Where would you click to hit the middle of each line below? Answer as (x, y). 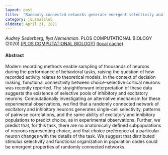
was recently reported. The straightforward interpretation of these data (79, 88)
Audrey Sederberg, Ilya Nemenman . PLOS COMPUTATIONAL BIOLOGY (79, 38)
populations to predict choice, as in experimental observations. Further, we (83, 120)
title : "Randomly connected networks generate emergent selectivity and (84, 15)
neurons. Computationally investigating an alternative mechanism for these (83, 98)
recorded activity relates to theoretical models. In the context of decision (80, 77)
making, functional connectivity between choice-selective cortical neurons (83, 83)
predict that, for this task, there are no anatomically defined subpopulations (83, 125)
